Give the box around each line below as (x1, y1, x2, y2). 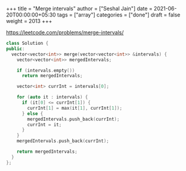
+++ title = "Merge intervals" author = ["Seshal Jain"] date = (6, 5, 153, 12)
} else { (21, 110, 44, 117)
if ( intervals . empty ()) (16, 67, 75, 73)
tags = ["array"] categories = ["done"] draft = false (57, 11, 181, 18)
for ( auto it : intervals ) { (16, 94, 88, 100)
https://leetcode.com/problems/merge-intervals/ (6, 29, 124, 36)
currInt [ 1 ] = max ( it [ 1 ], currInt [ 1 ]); (27, 105, 122, 111)
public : (6, 45, 25, 52)
